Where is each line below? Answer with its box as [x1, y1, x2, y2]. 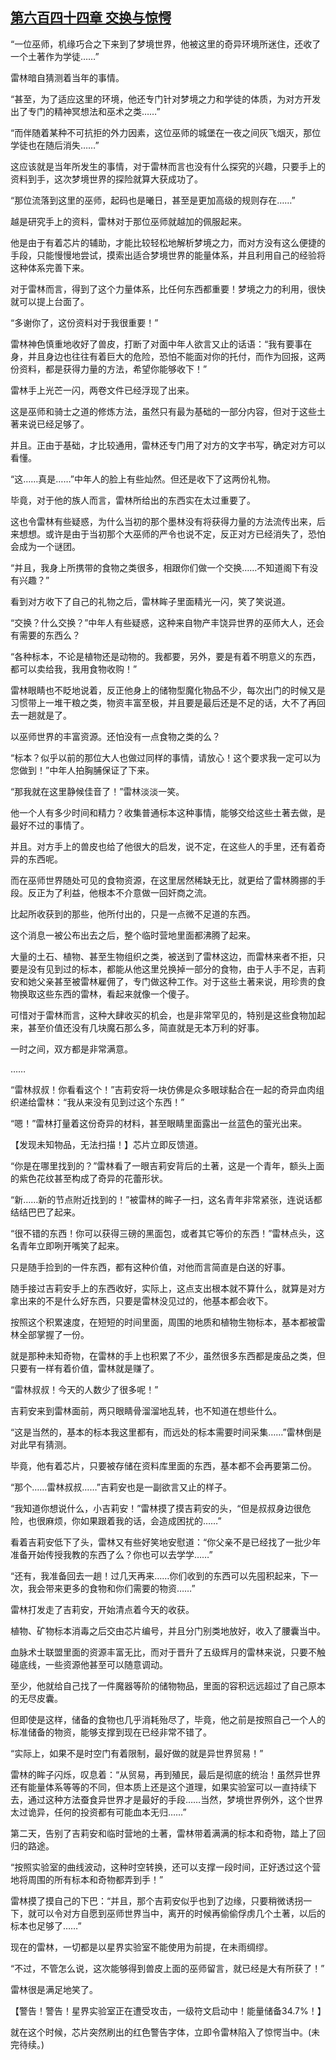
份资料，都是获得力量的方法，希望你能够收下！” [10, 363, 208, 375]
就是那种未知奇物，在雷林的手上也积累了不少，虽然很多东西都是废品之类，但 [10, 1349, 326, 1362]
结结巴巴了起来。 [10, 1206, 81, 1218]
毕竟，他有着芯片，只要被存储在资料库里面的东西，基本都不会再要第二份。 [10, 1459, 317, 1472]
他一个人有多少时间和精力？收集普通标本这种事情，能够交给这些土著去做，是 [10, 806, 326, 818]
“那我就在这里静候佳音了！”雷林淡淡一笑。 [10, 785, 185, 797]
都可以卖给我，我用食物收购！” [10, 663, 138, 675]
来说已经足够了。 [18, 418, 90, 430]
